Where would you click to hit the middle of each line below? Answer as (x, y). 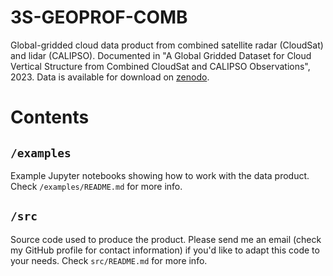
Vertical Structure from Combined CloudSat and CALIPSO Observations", (160, 66)
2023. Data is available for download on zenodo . (110, 77)
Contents (50, 117)
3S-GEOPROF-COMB (99, 17)
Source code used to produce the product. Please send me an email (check (166, 239)
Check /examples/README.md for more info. (96, 186)
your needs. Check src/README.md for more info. (109, 260)
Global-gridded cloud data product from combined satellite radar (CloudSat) (167, 45)
